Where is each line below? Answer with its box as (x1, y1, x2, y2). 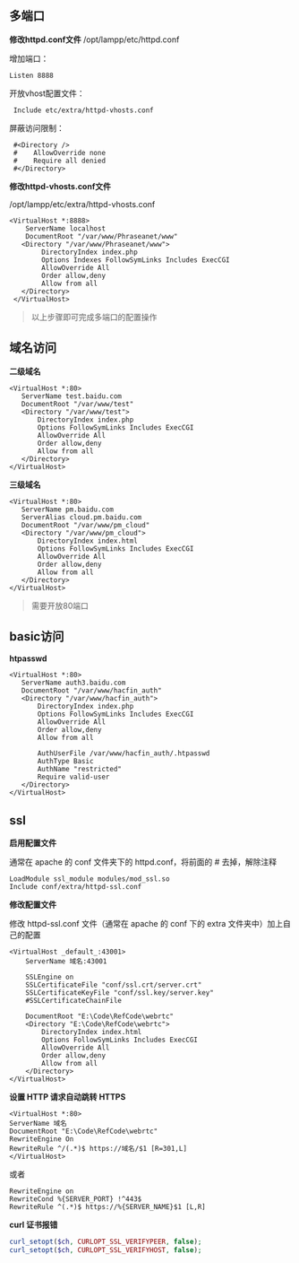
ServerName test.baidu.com (21, 391, 123, 401)
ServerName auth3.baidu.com (21, 678, 126, 688)
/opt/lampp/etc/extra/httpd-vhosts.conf (9, 198, 156, 209)
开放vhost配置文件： (9, 88, 85, 99)
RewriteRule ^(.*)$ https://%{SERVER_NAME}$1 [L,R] (9, 1203, 206, 1212)
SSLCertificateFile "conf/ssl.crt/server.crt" (25, 980, 202, 989)
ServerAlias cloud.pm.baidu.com (21, 512, 142, 522)
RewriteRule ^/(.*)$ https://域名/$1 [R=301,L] (9, 1145, 188, 1154)
